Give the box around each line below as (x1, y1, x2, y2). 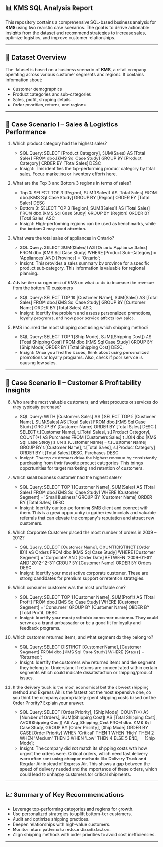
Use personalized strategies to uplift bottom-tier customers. (12, 811, 132, 817)
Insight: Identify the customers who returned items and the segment (19, 659, 156, 665)
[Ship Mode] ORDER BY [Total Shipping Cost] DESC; (19, 344, 124, 350)
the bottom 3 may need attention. (19, 226, 87, 232)
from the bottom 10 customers (12, 285, 73, 291)
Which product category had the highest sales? (12, 141, 107, 147)
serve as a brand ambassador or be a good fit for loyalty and (19, 620, 141, 626)
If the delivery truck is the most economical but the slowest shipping (12, 685, 149, 690)
